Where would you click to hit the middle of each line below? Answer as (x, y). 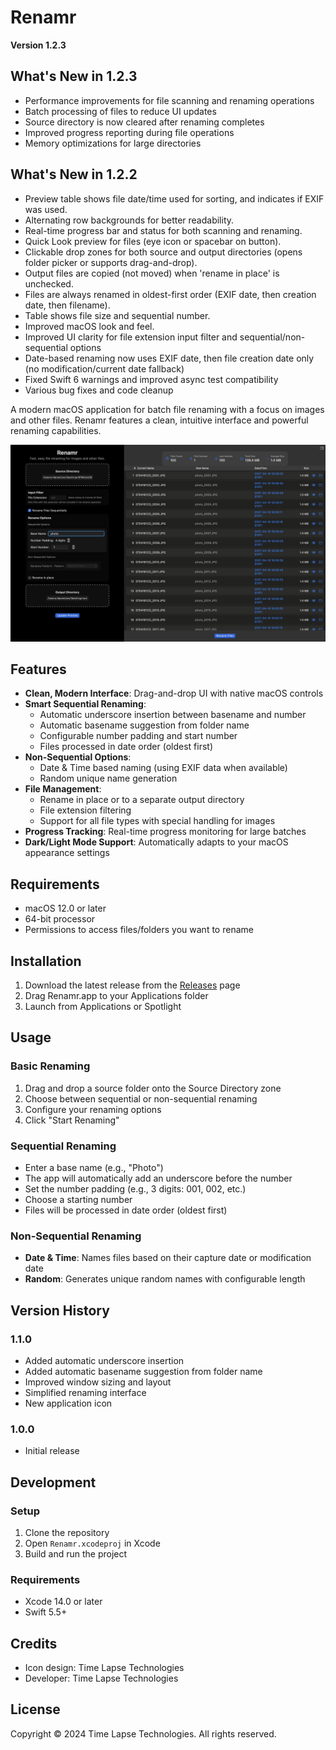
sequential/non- (272, 337)
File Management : (63, 789)
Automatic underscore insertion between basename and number (173, 715)
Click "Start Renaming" (72, 1120)
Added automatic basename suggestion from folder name (143, 1371)
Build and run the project (76, 1553)
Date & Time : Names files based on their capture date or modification (168, 1258)
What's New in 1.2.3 (74, 76)
